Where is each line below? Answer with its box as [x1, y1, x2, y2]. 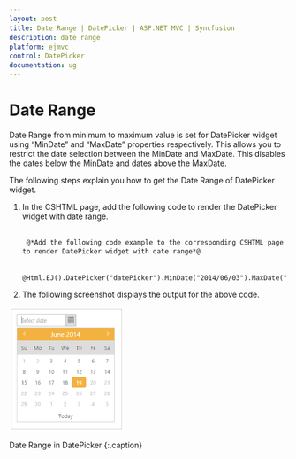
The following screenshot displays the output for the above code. [21, 289, 261, 300]
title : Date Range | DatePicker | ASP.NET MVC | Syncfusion [9, 23, 236, 33]
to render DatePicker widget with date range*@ [21, 246, 201, 256]
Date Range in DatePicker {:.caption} [9, 440, 143, 450]
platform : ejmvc [9, 43, 69, 51]
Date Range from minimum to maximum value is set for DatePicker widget [9, 129, 277, 140]
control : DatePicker [9, 51, 86, 61]
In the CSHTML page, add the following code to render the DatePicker [21, 201, 277, 212]
